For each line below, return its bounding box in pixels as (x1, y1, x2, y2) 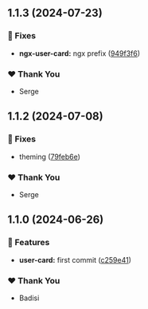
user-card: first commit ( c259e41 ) (18, 255, 132, 264)
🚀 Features (7, 237, 50, 248)
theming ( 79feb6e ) (18, 152, 81, 161)
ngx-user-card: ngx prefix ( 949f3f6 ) (18, 48, 141, 58)
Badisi (18, 293, 40, 303)
